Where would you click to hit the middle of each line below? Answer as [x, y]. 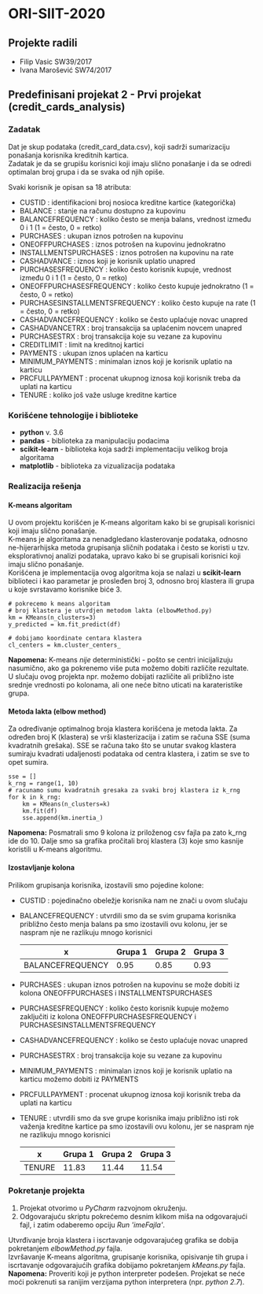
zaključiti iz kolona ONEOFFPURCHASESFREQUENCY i [108, 1016]
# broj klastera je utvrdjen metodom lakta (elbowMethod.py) [110, 611]
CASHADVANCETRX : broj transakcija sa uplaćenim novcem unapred [131, 328]
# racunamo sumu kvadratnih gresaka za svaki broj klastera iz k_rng [124, 791]
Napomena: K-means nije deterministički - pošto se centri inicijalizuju [121, 660]
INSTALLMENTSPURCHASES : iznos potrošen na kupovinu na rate [126, 252]
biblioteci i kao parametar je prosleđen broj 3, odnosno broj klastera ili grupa [131, 581]
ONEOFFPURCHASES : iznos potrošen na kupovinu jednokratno [122, 244]
